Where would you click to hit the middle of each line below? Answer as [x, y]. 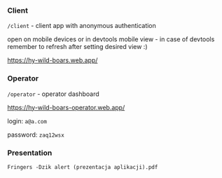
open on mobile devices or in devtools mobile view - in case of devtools [111, 39]
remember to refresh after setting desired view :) [77, 47]
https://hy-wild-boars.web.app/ [53, 60]
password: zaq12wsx [36, 135]
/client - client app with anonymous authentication [82, 26]
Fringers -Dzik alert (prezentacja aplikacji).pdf [83, 167]
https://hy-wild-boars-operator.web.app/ [66, 107]
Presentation [30, 153]
